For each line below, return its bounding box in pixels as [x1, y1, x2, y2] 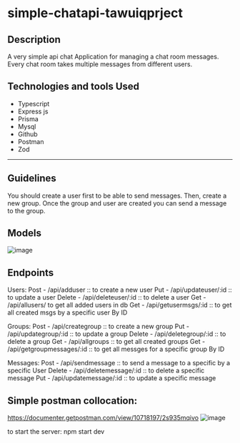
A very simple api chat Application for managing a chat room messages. [7, 52, 219, 61]
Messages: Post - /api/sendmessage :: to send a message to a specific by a [7, 359, 231, 367]
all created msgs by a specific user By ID [7, 308, 128, 317]
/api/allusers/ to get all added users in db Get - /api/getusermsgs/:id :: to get [7, 301, 232, 310]
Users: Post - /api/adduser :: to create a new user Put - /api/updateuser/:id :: [7, 285, 232, 294]
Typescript [17, 99, 50, 108]
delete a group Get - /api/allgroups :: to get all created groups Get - [7, 337, 206, 346]
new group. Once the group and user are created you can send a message [7, 198, 227, 208]
